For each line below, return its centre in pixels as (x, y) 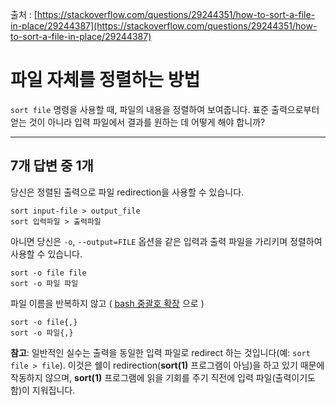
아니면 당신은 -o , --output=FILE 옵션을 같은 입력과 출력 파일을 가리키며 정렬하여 (166, 241)
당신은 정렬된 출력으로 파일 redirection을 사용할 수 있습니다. (127, 192)
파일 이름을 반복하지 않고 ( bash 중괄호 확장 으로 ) (107, 303)
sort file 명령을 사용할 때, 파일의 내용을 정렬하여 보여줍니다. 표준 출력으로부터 (165, 109)
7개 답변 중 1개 (52, 166)
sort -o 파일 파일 (44, 283)
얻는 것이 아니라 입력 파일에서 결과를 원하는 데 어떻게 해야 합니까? (138, 122)
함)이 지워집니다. (43, 390)
